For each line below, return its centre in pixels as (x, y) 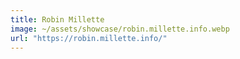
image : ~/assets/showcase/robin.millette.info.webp (120, 29)
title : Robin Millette (57, 19)
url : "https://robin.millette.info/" (89, 38)
